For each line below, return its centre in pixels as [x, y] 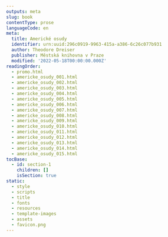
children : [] [33, 170]
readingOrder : [24, 66]
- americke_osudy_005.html [45, 99]
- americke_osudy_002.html [45, 83]
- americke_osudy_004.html [45, 94]
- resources [26, 208]
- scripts [23, 192]
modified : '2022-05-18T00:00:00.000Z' [59, 61]
